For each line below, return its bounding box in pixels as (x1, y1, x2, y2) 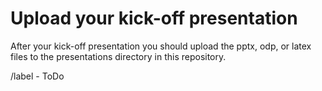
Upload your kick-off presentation (10, 7, 298, 30)
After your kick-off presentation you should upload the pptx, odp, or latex (10, 40, 312, 52)
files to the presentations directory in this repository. (10, 50, 227, 62)
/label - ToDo (10, 70, 65, 82)
